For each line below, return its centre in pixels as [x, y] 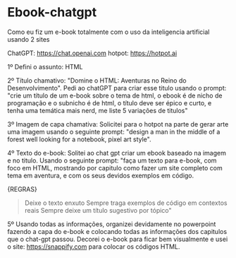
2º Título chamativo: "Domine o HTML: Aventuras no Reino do [97, 80]
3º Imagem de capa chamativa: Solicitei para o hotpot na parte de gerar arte [118, 124]
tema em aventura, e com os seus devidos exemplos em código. [101, 175]
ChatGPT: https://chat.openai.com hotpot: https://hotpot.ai [92, 53]
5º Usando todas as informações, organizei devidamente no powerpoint [112, 224]
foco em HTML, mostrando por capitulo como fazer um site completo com [115, 168]
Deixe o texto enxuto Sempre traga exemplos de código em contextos [126, 203]
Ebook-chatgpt [52, 12]
